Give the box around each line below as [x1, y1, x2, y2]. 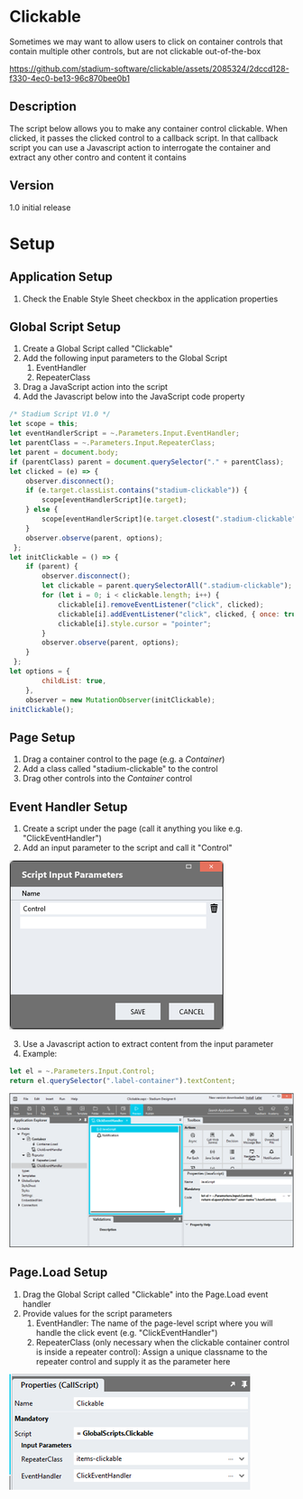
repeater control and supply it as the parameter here [35, 1356, 231, 1366]
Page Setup [9, 729, 76, 745]
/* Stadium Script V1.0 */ [9, 410, 111, 419]
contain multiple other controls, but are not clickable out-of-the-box [9, 45, 262, 56]
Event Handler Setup [9, 799, 128, 814]
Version [9, 178, 54, 193]
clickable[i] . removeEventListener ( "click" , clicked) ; [57, 600, 264, 609]
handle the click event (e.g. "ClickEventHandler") [35, 1327, 218, 1337]
